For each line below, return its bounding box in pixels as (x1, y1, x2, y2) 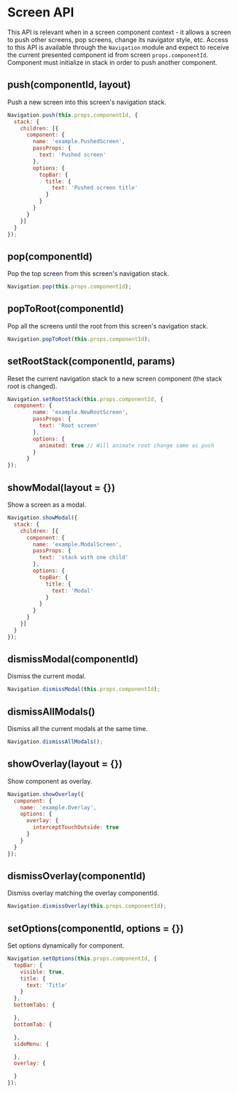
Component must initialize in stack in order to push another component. (7, 58, 217, 66)
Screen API (7, 4, 75, 21)
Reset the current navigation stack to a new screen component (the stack (7, 374, 222, 383)
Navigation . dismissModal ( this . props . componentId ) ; (7, 685, 161, 693)
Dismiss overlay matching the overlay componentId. (7, 889, 159, 898)
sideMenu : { (13, 1040, 50, 1047)
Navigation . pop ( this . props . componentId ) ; (7, 283, 132, 291)
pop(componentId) (7, 250, 93, 262)
